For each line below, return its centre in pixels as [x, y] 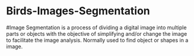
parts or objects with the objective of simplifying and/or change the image [97, 33]
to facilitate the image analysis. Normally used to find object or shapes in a [97, 40]
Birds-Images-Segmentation [78, 11]
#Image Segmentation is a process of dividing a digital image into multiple [96, 27]
